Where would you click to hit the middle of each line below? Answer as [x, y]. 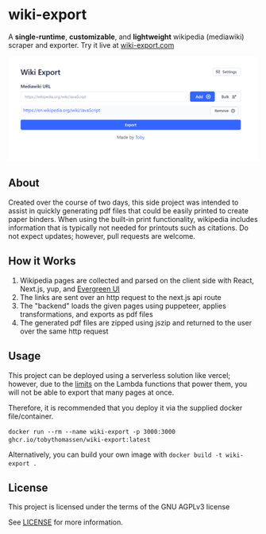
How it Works [42, 261]
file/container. [31, 416]
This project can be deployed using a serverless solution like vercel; [120, 375]
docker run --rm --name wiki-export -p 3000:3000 [92, 431]
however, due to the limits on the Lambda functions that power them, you [128, 384]
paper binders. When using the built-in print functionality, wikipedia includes [133, 219]
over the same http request [64, 331]
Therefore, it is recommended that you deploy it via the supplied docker [125, 407]
